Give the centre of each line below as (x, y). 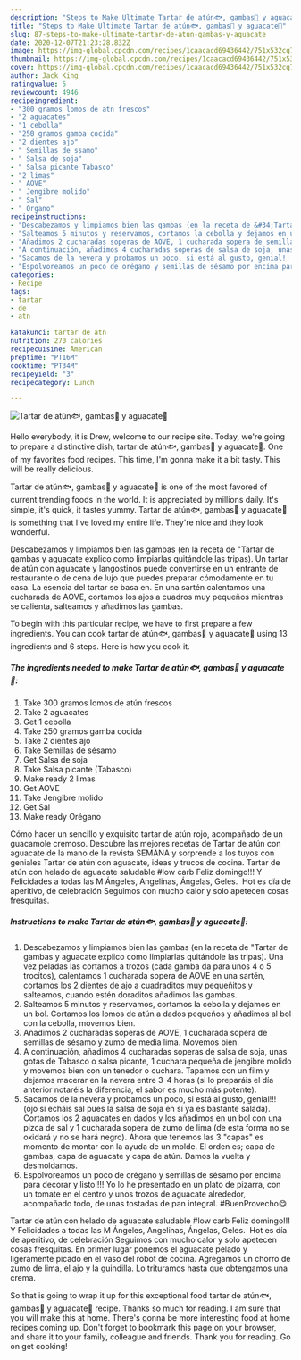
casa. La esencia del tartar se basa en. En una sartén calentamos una (138, 588)
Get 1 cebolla (47, 722)
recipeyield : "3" (42, 374)
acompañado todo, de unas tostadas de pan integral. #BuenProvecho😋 (155, 1204)
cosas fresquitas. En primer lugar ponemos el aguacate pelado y (129, 1249)
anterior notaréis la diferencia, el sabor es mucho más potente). (140, 1089)
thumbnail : (30, 59)
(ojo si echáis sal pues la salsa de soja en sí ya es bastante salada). (146, 1109)
